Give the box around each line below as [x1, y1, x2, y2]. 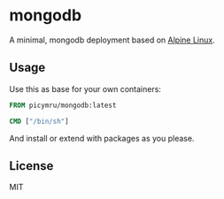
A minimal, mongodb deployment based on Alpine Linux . [9, 34, 215, 45]
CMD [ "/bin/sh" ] [9, 117, 69, 126]
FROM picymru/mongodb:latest [9, 101, 117, 110]
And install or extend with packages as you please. [9, 133, 195, 143]
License [9, 158, 54, 173]
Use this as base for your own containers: [9, 83, 162, 94]
